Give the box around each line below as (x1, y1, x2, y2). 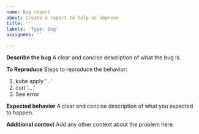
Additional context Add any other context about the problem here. (6, 121, 175, 128)
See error (15, 91, 40, 98)
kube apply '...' (15, 78, 52, 85)
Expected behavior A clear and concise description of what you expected (6, 102, 193, 110)
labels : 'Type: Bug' (6, 26, 59, 32)
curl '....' (15, 84, 36, 92)
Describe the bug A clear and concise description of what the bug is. (6, 54, 181, 61)
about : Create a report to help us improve (6, 15, 119, 21)
